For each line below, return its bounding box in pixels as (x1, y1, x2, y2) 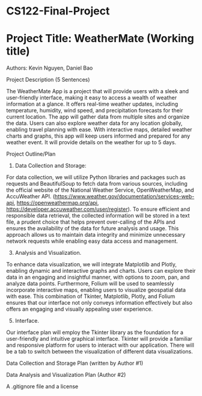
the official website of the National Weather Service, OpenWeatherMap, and (6, 186, 194, 193)
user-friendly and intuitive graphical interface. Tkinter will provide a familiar (6, 335, 193, 343)
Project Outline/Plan (6, 150, 56, 157)
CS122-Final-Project (6, 4, 110, 18)
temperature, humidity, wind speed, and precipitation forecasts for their (6, 107, 183, 114)
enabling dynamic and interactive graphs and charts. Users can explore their (6, 267, 196, 275)
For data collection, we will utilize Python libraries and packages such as (6, 174, 186, 181)
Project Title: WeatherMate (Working (6, 32, 194, 46)
